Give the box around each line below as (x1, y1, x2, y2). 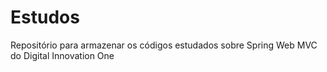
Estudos (10, 6, 80, 29)
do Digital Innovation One (10, 49, 115, 61)
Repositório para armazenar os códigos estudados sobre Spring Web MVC (10, 39, 318, 51)
